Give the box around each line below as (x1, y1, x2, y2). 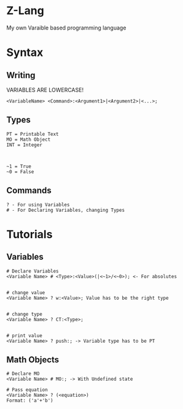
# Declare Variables (6, 268, 60, 274)
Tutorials (6, 227, 53, 241)
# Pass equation (6, 387, 48, 393)
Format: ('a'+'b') (6, 397, 53, 404)
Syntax (6, 45, 44, 60)
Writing (6, 70, 36, 80)
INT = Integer (6, 142, 43, 148)
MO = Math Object (6, 136, 51, 142)
